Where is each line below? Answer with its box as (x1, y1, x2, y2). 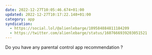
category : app (5, 16, 35, 21)
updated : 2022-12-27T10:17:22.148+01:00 (5, 12, 92, 17)
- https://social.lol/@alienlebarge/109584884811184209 (10, 26, 129, 31)
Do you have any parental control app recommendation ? (5, 44, 123, 50)
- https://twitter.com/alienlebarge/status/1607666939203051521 (10, 30, 147, 35)
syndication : (5, 21, 33, 26)
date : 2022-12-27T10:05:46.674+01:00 (5, 7, 85, 12)
